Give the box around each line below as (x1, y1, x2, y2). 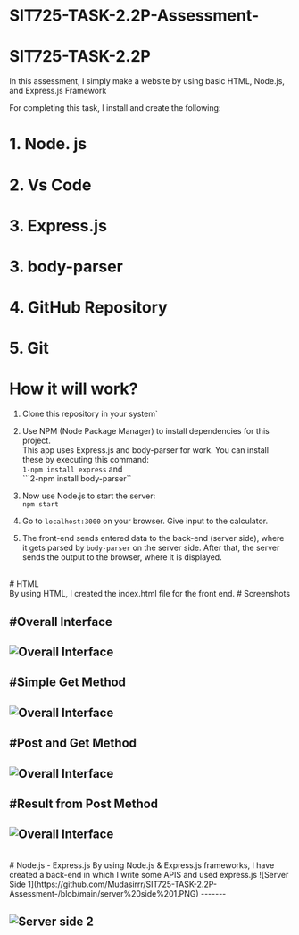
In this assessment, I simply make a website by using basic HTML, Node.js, (9, 76, 286, 87)
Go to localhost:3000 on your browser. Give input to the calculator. (21, 515, 269, 527)
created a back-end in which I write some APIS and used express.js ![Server (9, 869, 289, 880)
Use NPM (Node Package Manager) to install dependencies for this (21, 426, 270, 437)
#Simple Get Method (9, 675, 127, 690)
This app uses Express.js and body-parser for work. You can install (21, 445, 270, 455)
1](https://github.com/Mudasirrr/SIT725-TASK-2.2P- (28, 879, 217, 889)
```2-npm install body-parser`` (21, 473, 132, 484)
